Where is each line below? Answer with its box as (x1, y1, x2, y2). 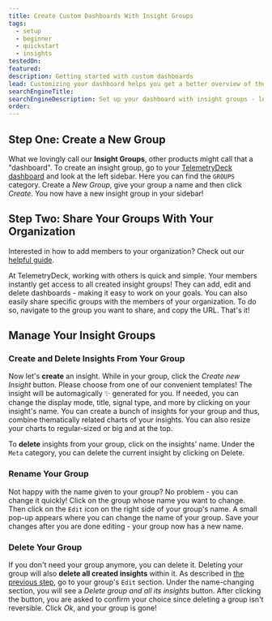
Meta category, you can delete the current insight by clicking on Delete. (8, 448, 245, 458)
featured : (8, 65, 42, 73)
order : (8, 102, 31, 110)
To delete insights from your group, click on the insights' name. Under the (8, 439, 255, 449)
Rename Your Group (8, 468, 89, 480)
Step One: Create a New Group (8, 132, 166, 146)
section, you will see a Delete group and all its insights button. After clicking (8, 586, 261, 596)
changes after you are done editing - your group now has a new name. (8, 521, 244, 531)
